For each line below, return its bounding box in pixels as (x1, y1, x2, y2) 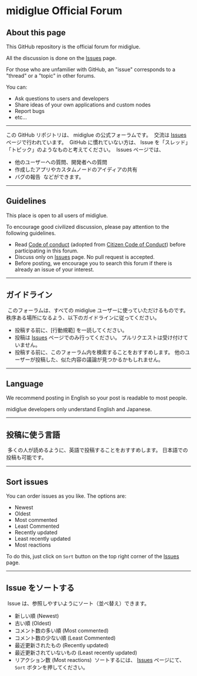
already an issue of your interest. (14, 266, 94, 273)
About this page (6, 28, 66, 38)
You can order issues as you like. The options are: (6, 492, 127, 499)
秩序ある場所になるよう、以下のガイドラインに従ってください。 (6, 314, 160, 321)
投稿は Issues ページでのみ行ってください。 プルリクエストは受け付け (14, 334, 184, 341)
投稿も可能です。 (6, 454, 47, 461)
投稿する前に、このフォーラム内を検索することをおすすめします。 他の (14, 348, 185, 355)
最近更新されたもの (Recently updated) (14, 641, 109, 648)
